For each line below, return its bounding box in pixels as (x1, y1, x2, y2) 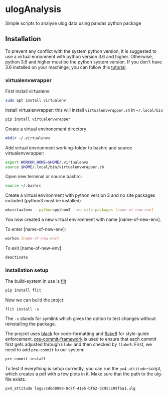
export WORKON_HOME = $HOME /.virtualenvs (5, 160, 89, 165)
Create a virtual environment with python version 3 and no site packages (5, 192, 155, 198)
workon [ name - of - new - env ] (5, 236, 59, 241)
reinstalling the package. (5, 321, 56, 327)
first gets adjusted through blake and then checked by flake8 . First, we (5, 341, 152, 348)
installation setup (5, 267, 49, 274)
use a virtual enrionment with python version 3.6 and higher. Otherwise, (5, 53, 153, 59)
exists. (13, 376, 27, 382)
